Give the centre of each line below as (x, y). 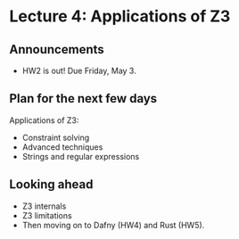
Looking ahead (51, 185)
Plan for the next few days (83, 99)
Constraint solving (56, 137)
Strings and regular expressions (81, 156)
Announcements (57, 49)
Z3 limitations (47, 215)
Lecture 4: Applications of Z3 (120, 16)
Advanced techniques (62, 147)
